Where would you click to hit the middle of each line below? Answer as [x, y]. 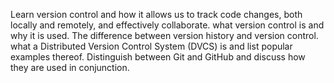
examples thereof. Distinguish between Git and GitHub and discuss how [158, 57]
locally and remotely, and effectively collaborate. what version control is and [167, 25]
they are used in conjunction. [70, 67]
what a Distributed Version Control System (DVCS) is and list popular [151, 46]
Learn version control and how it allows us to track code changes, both [156, 14]
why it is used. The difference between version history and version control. [164, 35]
